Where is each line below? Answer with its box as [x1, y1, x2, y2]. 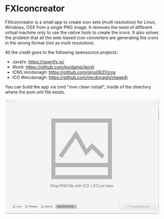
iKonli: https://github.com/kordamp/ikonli [12, 64, 94, 70]
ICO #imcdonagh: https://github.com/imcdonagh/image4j [12, 74, 128, 80]
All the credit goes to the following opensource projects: [5, 49, 118, 55]
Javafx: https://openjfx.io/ [12, 59, 64, 65]
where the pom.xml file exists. [5, 89, 65, 95]
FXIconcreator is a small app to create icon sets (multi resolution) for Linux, [5, 19, 156, 25]
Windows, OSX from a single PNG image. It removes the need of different [5, 24, 153, 30]
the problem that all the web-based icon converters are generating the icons [5, 35, 159, 41]
